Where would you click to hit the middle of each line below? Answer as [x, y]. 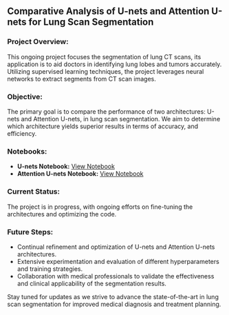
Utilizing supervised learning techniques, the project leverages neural [106, 71]
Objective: [25, 96]
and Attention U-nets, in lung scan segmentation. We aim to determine [121, 119]
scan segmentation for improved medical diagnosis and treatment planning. [114, 304]
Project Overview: [38, 42]
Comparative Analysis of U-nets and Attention [108, 11]
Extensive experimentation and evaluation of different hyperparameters [118, 261]
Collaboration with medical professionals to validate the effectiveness [116, 276]
